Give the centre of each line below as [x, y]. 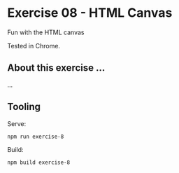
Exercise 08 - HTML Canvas [90, 13]
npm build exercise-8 [39, 162]
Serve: [17, 123]
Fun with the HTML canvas [46, 32]
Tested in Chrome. [34, 46]
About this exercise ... [56, 68]
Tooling [24, 107]
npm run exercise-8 [36, 137]
